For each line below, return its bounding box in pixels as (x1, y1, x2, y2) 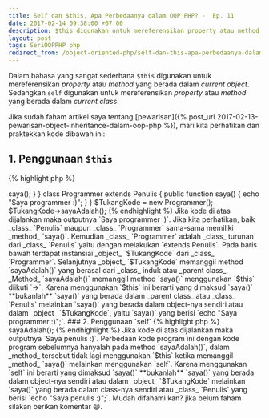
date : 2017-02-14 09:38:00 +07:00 (8, 19, 124, 27)
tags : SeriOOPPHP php (8, 42, 81, 50)
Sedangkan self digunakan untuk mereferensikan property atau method (8, 88, 247, 97)
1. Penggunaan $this (8, 152, 114, 166)
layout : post (8, 34, 52, 42)
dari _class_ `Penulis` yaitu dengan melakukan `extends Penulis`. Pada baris (8, 239, 258, 249)
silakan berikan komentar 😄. (8, 401, 102, 411)
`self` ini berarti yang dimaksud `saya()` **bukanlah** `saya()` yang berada (8, 368, 255, 377)
